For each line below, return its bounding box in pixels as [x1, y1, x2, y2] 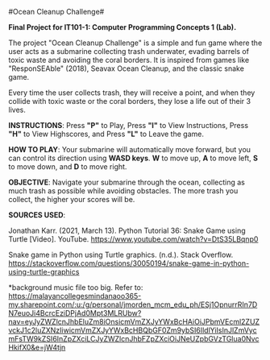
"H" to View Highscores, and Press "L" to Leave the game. [8, 129, 204, 139]
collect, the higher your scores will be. [8, 195, 135, 204]
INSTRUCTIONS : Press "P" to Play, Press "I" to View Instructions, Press [8, 121, 248, 130]
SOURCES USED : [8, 210, 66, 220]
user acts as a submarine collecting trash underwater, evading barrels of [8, 47, 250, 56]
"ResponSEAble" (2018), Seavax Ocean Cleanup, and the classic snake [8, 64, 244, 73]
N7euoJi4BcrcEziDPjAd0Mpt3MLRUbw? [8, 308, 142, 317]
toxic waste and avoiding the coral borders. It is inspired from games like [8, 56, 250, 64]
